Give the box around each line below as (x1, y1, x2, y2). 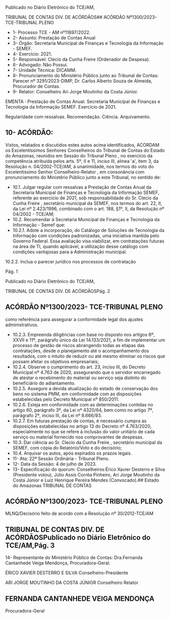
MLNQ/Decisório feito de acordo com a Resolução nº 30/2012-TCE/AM (5, 510, 154, 517)
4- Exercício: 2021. (12, 51, 52, 57)
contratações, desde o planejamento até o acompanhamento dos (12, 348, 149, 354)
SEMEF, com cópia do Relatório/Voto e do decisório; (12, 444, 122, 451)
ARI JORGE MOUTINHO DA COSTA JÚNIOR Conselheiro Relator (5, 579, 139, 586)
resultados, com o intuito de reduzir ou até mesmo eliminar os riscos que (12, 353, 165, 359)
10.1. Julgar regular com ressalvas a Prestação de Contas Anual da (12, 184, 152, 190)
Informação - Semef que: (12, 222, 66, 228)
